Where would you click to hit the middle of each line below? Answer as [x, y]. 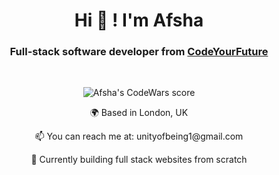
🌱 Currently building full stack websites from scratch [139, 160]
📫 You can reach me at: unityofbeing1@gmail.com [139, 136]
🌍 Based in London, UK [139, 113]
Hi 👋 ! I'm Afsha [139, 20]
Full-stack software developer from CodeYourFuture [139, 52]
